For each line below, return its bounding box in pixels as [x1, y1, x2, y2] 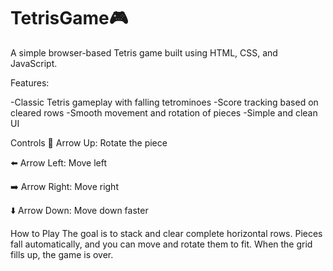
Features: [10, 76, 50, 89]
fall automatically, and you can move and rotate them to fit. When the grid [10, 238, 313, 250]
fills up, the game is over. [10, 248, 114, 260]
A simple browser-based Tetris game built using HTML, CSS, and [10, 46, 278, 59]
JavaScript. [10, 57, 58, 69]
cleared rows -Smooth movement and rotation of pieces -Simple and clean [10, 106, 318, 119]
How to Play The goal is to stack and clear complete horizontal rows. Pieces [10, 227, 323, 239]
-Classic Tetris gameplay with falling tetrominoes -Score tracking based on [10, 96, 319, 108]
